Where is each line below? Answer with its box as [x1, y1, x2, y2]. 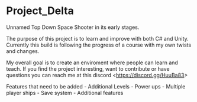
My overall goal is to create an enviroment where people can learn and [6, 59, 179, 66]
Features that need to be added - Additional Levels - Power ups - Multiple [6, 83, 186, 90]
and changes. [6, 47, 40, 54]
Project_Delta [6, 4, 74, 18]
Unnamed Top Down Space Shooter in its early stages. [6, 24, 140, 31]
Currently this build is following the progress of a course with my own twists [6, 41, 191, 48]
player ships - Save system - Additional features [6, 89, 124, 96]
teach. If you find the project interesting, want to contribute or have [6, 65, 170, 72]
